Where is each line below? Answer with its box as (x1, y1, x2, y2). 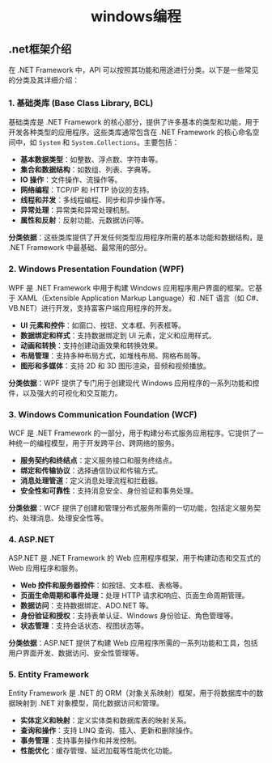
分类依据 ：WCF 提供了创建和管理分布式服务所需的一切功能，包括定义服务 (8, 502, 254, 512)
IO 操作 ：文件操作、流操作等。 (19, 175, 122, 184)
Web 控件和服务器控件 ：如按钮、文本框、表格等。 (19, 580, 188, 591)
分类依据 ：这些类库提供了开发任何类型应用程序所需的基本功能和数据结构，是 (8, 232, 264, 243)
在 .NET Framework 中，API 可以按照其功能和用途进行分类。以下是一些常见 (8, 66, 259, 74)
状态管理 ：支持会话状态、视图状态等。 (19, 621, 148, 631)
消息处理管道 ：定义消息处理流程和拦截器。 (19, 475, 163, 485)
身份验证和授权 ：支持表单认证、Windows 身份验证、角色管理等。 (19, 611, 238, 621)
